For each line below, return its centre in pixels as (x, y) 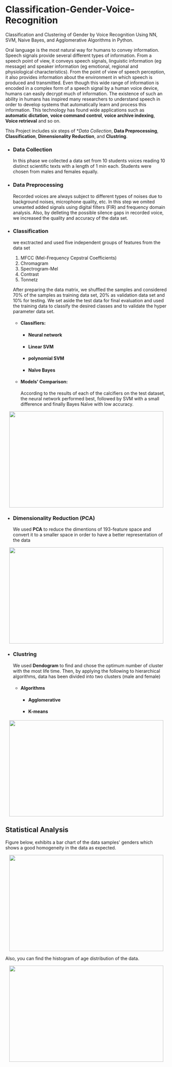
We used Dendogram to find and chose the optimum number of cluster (88, 665)
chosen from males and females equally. (55, 172)
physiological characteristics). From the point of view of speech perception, (85, 72)
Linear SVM (41, 346)
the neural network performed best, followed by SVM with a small (90, 399)
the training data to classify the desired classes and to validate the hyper (90, 306)
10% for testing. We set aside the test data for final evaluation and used (88, 300)
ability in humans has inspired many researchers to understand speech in (83, 99)
